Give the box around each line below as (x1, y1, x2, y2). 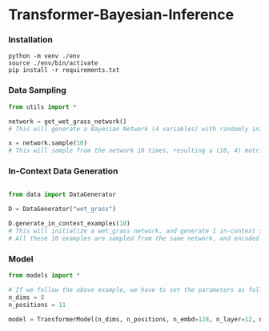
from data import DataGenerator (8, 190, 116, 199)
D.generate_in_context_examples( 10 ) (8, 220, 130, 228)
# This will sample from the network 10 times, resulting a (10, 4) (8, 146, 242, 155)
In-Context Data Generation (8, 165, 118, 177)
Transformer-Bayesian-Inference (8, 6, 235, 24)
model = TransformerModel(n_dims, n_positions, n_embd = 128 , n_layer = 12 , (8, 315, 256, 323)
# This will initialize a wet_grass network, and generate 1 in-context (8, 227, 256, 235)
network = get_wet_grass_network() (8, 118, 127, 126)
